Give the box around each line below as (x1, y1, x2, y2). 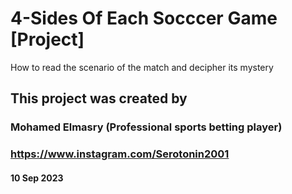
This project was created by (10, 90, 188, 107)
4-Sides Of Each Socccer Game (10, 7, 278, 30)
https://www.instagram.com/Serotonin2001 (10, 147, 230, 161)
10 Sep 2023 (10, 172, 64, 184)
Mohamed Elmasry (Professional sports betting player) (10, 120, 283, 134)
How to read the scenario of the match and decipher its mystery (10, 61, 274, 73)
